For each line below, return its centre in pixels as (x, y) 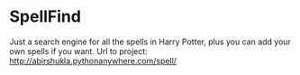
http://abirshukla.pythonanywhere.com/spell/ (93, 61)
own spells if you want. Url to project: (79, 51)
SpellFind (45, 17)
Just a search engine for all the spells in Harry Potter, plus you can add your (150, 42)
